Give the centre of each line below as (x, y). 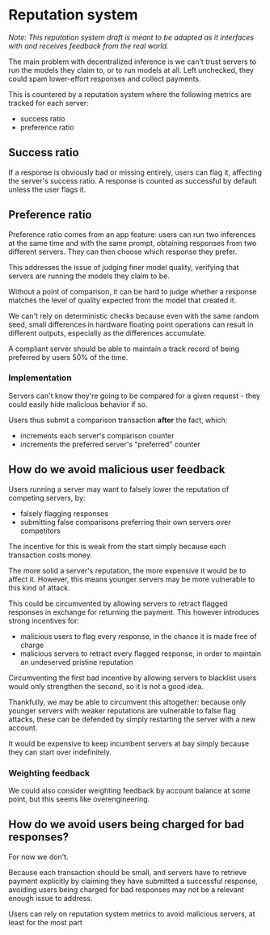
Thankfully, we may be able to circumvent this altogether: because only (127, 702)
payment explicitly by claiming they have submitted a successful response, (133, 881)
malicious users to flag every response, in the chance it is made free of (138, 636)
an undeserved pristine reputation (76, 662)
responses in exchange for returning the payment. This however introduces (134, 611)
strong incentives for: (44, 620)
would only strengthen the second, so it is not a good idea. (106, 686)
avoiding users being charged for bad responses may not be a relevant (127, 889)
